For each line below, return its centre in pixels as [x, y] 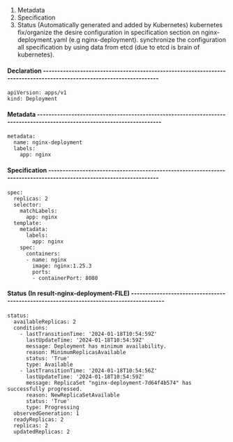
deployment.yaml [42, 40]
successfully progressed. [45, 389]
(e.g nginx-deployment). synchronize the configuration [148, 40]
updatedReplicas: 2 [42, 432]
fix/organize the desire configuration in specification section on [108, 32]
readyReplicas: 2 [39, 419]
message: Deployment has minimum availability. [96, 346]
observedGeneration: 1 [46, 413]
